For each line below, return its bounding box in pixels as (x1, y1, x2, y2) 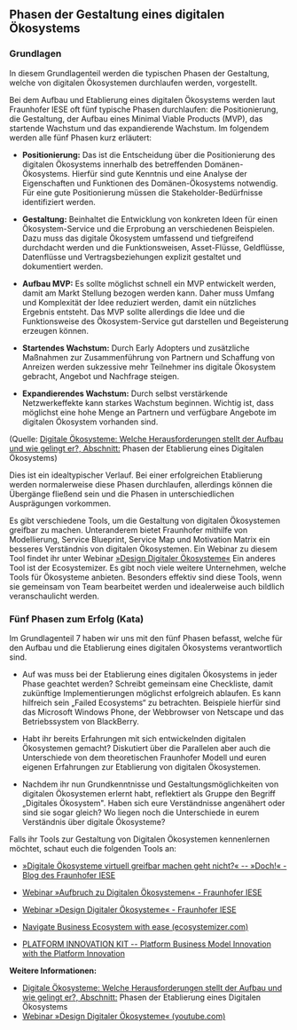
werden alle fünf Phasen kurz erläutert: (9, 132, 152, 143)
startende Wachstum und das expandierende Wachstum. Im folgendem (9, 123, 270, 133)
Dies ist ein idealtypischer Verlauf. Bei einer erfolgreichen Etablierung (9, 470, 263, 480)
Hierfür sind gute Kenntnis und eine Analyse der (72, 168, 247, 178)
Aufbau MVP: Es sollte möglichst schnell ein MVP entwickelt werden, (21, 278, 277, 289)
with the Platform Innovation (21, 947, 126, 958)
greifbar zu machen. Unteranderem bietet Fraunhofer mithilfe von (9, 524, 248, 535)
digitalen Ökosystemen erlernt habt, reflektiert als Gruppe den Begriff (21, 788, 277, 798)
